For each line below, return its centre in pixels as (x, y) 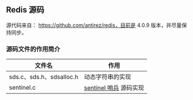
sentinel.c (23, 88)
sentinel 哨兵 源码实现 (114, 88)
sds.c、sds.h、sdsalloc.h (44, 77)
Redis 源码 (25, 10)
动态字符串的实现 (108, 77)
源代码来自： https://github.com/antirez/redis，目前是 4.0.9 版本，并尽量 (94, 25)
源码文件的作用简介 (33, 49)
